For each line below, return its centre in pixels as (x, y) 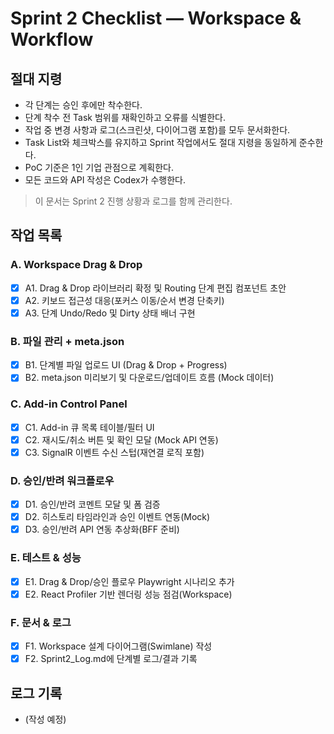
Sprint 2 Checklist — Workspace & (156, 18)
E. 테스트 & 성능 (46, 558)
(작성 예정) (45, 719)
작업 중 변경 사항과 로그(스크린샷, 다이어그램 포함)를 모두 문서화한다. (157, 130)
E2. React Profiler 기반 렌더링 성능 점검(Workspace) (128, 594)
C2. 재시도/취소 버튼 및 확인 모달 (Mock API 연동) (121, 439)
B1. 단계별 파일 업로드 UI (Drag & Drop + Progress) (126, 365)
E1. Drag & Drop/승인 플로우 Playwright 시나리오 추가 (129, 581)
